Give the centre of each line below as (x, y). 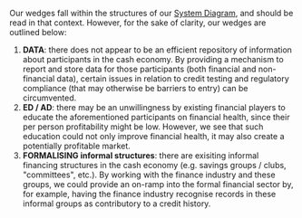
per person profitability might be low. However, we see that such (143, 127)
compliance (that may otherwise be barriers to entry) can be (135, 88)
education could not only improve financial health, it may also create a (153, 136)
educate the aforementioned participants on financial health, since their (156, 117)
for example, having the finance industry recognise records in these (149, 194)
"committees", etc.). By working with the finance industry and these (149, 175)
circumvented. (49, 98)
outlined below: (38, 32)
